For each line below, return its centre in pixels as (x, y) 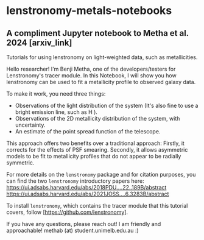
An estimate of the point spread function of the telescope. (88, 131)
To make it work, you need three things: (56, 94)
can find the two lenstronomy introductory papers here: (75, 181)
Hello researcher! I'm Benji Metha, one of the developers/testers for (91, 69)
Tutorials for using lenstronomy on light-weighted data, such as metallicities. (102, 57)
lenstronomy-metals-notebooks (89, 11)
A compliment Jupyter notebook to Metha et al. (97, 33)
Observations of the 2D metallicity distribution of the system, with (97, 118)
